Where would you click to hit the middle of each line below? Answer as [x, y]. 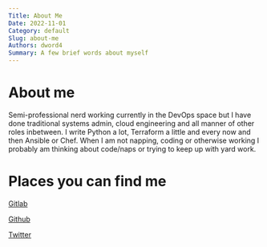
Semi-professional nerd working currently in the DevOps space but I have [130, 115]
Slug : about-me [34, 38]
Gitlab [18, 203]
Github [19, 219]
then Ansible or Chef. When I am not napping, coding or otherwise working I [134, 140]
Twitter [20, 234]
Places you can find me [87, 182]
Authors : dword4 [35, 46]
